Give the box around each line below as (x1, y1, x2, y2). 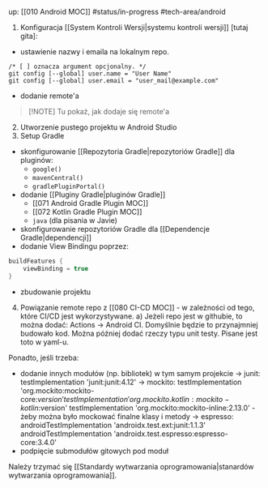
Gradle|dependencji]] (19, 233, 91, 242)
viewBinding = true (23, 264, 89, 272)
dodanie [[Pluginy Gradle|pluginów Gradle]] (19, 190, 166, 199)
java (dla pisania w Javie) (32, 216, 117, 225)
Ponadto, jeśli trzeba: (8, 353, 79, 362)
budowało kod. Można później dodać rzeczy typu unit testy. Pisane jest (19, 328, 258, 338)
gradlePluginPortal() (32, 182, 105, 190)
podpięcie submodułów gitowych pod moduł (19, 446, 168, 456)
